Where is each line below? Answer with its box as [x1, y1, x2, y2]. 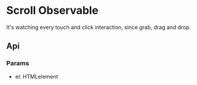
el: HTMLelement [15, 73, 59, 80]
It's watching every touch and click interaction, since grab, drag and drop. [6, 24, 191, 31]
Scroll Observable [6, 4, 99, 17]
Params [6, 59, 29, 68]
